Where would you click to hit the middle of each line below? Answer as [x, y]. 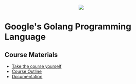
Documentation [27, 77]
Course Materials [31, 55]
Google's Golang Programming [68, 27]
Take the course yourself [36, 66]
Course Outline [27, 71]
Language [25, 37]
